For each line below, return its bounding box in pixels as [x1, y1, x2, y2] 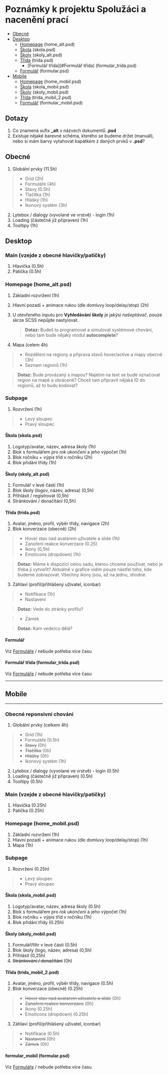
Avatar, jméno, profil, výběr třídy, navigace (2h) [12, 521, 110, 527]
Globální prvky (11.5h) [12, 166, 57, 172]
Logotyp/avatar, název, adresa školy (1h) [12, 444, 96, 450]
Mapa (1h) [12, 842, 33, 848]
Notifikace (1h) [24, 591, 55, 597]
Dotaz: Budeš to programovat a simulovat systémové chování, [24, 326, 153, 333]
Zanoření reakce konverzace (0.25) [24, 541, 97, 547]
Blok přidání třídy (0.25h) [12, 920, 64, 926]
